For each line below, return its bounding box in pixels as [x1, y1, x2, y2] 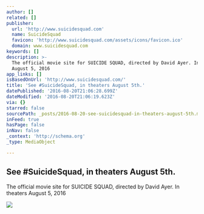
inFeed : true [6, 116, 39, 122]
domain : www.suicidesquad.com [12, 43, 88, 49]
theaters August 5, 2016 [6, 189, 66, 196]
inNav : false [6, 128, 39, 134]
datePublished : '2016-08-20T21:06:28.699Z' [6, 88, 118, 94]
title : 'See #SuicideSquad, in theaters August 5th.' [6, 83, 146, 89]
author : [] [6, 9, 34, 15]
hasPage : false [6, 122, 45, 128]
